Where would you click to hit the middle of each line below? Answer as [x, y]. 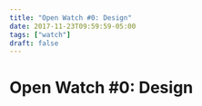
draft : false [34, 43]
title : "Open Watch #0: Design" [71, 18]
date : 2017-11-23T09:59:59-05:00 [73, 26]
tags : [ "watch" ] [40, 34]
